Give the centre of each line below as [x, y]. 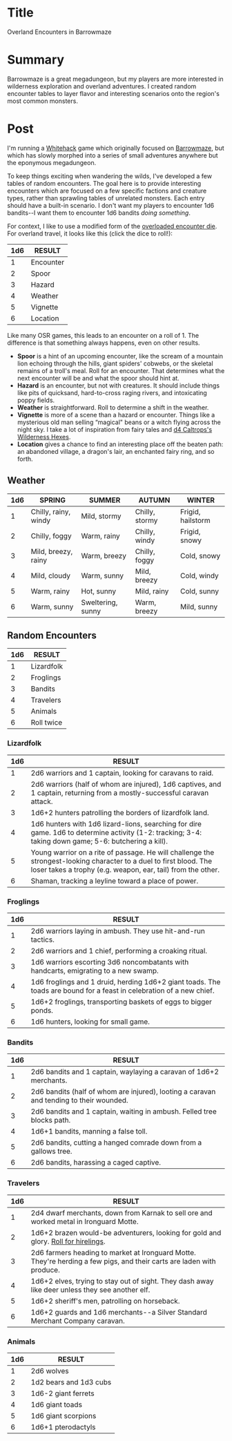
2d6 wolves [50, 1371]
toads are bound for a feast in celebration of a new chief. [123, 991]
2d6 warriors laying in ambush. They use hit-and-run [118, 931]
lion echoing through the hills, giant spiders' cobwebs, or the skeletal [115, 363]
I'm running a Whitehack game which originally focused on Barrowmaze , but [116, 148]
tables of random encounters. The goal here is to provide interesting [104, 183]
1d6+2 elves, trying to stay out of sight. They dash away [122, 1281]
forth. [25, 459]
